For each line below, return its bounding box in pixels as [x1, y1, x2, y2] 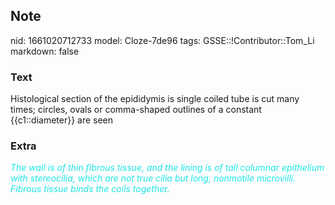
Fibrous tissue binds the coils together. [10, 183, 170, 195]
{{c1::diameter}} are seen [10, 114, 114, 126]
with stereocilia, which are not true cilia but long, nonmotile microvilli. [10, 172, 297, 184]
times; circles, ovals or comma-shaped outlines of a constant [10, 104, 262, 116]
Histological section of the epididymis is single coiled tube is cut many [10, 93, 300, 105]
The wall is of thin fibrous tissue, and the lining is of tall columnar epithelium [10, 162, 325, 174]
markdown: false [10, 45, 80, 57]
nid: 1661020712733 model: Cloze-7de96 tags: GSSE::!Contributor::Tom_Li [10, 34, 315, 46]
